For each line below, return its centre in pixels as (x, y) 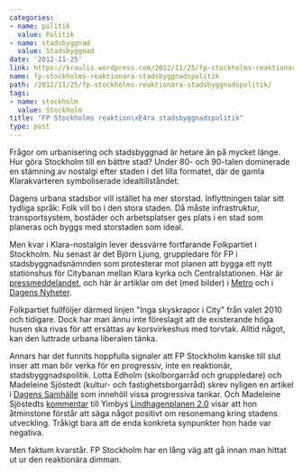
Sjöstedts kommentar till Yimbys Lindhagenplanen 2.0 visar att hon (133, 404)
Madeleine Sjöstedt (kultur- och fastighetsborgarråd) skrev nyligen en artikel (151, 385)
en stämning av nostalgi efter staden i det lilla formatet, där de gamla (137, 171)
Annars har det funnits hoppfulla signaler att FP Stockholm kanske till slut (145, 356)
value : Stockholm (50, 110)
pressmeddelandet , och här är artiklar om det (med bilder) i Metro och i (141, 283)
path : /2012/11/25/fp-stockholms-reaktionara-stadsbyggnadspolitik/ (141, 85)
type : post (30, 127)
